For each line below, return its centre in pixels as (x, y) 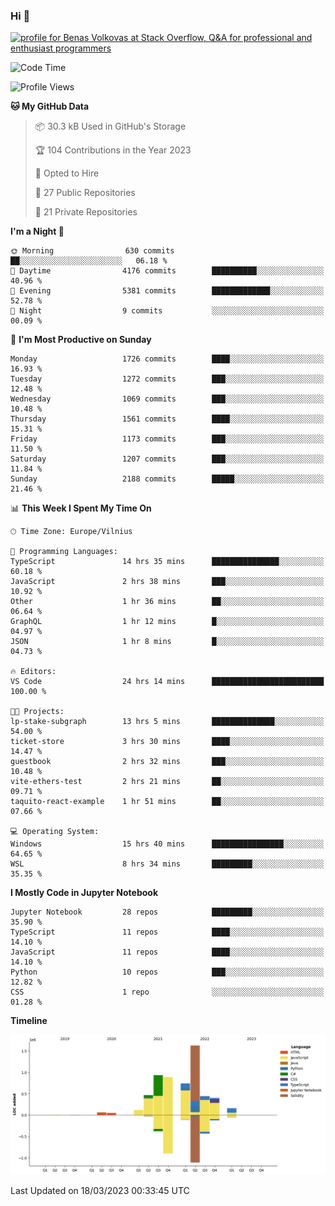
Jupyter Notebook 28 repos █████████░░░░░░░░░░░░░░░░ (167, 912)
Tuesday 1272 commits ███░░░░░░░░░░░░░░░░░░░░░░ (167, 379)
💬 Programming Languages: (64, 552)
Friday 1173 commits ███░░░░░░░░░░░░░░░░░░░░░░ (167, 439)
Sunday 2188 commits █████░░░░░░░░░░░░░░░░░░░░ (167, 479)
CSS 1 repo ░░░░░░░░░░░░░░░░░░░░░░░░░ (167, 992)
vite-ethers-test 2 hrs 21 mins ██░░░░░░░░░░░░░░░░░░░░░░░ (167, 782)
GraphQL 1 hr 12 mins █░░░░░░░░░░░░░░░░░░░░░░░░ (167, 622)
